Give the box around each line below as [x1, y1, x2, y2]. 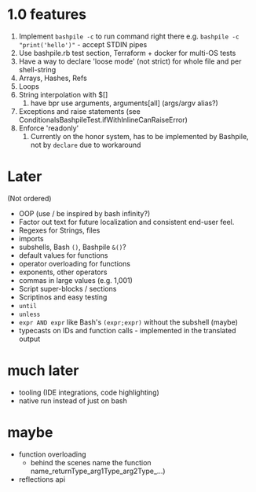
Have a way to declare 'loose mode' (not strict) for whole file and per [18, 57, 242, 66]
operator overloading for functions [18, 259, 131, 268]
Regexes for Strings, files [18, 226, 101, 235]
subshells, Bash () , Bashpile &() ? [18, 242, 126, 252]
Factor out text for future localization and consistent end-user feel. [18, 217, 235, 226]
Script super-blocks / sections [18, 284, 117, 293]
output [18, 334, 41, 343]
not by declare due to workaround [30, 140, 141, 149]
